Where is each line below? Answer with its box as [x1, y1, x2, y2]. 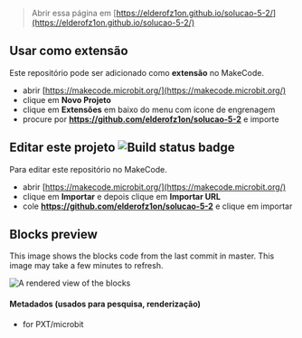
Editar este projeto [9, 140, 116, 155]
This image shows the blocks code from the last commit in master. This [9, 250, 275, 261]
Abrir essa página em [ [31, 8, 117, 18]
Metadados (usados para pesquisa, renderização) [9, 298, 202, 310]
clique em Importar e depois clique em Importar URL [22, 191, 222, 202]
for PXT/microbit [22, 318, 84, 329]
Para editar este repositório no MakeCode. [9, 164, 167, 174]
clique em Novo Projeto [22, 94, 111, 105]
